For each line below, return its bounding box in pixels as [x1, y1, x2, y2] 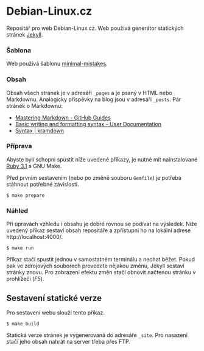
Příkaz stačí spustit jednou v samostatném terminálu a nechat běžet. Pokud [6, 256, 195, 263]
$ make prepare [6, 192, 45, 199]
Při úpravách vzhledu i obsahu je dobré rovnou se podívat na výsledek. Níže [6, 221, 198, 228]
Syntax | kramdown [15, 127, 65, 134]
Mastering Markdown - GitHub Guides [15, 114, 111, 121]
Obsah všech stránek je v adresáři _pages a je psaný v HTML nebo [6, 89, 172, 96]
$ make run [6, 245, 34, 251]
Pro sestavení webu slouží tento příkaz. [6, 309, 105, 316]
